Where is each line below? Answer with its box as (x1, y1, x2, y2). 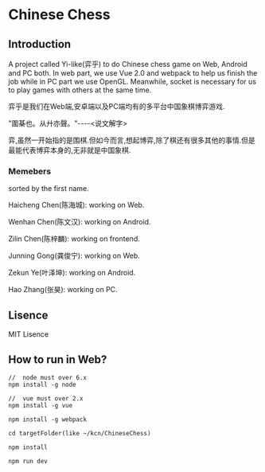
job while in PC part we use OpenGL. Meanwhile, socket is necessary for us (8, 77, 257, 86)
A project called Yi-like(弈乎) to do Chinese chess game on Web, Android (8, 60, 248, 68)
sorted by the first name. (8, 184, 89, 193)
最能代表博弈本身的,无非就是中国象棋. (8, 146, 131, 154)
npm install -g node (8, 380, 77, 388)
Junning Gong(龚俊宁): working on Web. (8, 251, 141, 260)
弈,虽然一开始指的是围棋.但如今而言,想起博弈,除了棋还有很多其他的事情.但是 (8, 135, 256, 145)
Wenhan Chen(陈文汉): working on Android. (8, 217, 151, 227)
